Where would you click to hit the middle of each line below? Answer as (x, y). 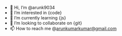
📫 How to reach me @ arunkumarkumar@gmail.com (63, 28)
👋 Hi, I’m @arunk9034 (32, 8)
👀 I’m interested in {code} (36, 13)
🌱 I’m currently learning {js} (38, 18)
